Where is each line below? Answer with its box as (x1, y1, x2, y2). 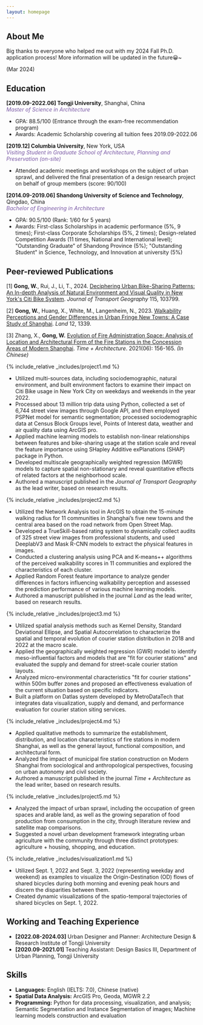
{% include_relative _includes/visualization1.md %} (6, 855, 133, 863)
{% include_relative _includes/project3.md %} (6, 610, 121, 617)
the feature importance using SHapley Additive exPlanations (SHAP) (15, 446, 185, 453)
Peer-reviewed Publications (6, 266, 114, 276)
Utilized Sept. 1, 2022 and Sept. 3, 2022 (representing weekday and (15, 867, 185, 874)
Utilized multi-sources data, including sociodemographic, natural (15, 375, 177, 382)
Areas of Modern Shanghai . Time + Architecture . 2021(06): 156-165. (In (6, 345, 184, 352)
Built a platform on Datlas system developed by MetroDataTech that (15, 693, 184, 701)
